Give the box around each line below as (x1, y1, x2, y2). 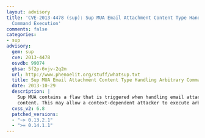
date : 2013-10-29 (12, 83, 56, 89)
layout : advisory (6, 9, 51, 15)
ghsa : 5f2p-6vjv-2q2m (12, 65, 67, 72)
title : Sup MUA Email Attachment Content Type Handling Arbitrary (12, 77, 184, 83)
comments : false (6, 26, 48, 32)
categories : (6, 32, 37, 38)
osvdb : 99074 (12, 60, 45, 66)
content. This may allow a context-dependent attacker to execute (17, 100, 190, 106)
